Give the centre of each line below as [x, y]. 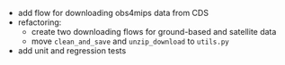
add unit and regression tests [72, 51]
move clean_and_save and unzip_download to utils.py [130, 41]
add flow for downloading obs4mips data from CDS [113, 13]
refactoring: [40, 22]
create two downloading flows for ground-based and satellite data [154, 32]
